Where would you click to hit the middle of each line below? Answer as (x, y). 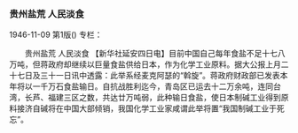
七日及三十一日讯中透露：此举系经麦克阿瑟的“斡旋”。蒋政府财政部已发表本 (152, 76)
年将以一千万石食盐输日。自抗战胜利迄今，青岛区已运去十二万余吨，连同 (141, 86)
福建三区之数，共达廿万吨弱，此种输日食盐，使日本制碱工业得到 (164, 98)
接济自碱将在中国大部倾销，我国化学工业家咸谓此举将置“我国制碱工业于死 (151, 108)
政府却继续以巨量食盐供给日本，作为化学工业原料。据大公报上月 (164, 64)
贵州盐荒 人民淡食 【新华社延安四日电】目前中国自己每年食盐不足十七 (151, 54)
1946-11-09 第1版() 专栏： (56, 35)
